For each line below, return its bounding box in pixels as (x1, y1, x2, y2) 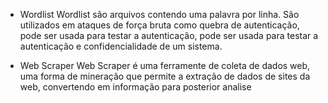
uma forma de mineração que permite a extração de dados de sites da (19, 70, 311, 82)
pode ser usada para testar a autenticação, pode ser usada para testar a (19, 30, 319, 41)
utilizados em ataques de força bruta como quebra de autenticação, (19, 19, 300, 31)
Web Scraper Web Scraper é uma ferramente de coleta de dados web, (19, 60, 311, 71)
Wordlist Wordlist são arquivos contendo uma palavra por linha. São (19, 9, 300, 20)
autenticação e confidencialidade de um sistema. (19, 40, 223, 52)
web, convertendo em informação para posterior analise (19, 81, 252, 93)
